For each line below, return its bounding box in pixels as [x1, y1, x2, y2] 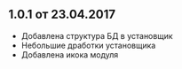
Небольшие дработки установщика [20, 40, 156, 50]
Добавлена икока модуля [20, 49, 119, 60]
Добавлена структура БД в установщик [20, 30, 174, 41]
